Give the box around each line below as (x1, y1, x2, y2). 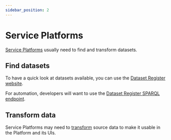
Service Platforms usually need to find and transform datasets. (5, 47, 137, 53)
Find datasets (5, 61, 50, 70)
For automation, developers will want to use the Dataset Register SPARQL (5, 90, 160, 96)
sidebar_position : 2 (5, 7, 50, 13)
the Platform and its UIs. (5, 130, 56, 136)
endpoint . (5, 96, 26, 102)
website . (5, 81, 24, 87)
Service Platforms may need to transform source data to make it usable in (5, 124, 161, 131)
